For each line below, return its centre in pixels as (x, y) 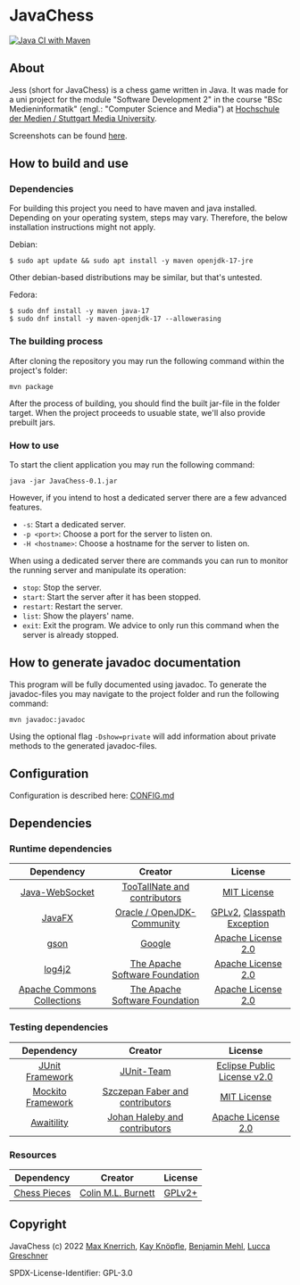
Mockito (50, 1091)
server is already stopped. (70, 635)
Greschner (29, 1256)
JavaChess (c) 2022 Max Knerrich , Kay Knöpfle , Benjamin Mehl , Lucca (140, 1246)
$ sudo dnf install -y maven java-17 (79, 311)
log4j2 (58, 969)
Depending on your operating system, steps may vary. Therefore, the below (149, 218)
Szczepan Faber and (146, 1091)
